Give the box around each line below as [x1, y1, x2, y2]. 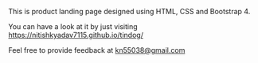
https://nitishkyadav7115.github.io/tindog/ [8, 31, 143, 39]
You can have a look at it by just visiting [8, 22, 138, 31]
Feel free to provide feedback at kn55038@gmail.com [8, 46, 186, 54]
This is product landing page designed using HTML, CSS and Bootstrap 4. [8, 7, 251, 16]
